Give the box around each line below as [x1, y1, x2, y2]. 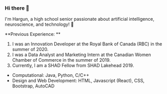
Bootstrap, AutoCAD [12, 83, 55, 89]
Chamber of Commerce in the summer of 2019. [12, 57, 111, 63]
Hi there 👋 [5, 5, 30, 12]
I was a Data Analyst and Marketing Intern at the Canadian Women [12, 52, 151, 58]
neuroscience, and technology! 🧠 [5, 21, 74, 27]
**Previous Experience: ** [5, 31, 61, 37]
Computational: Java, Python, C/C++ [12, 72, 89, 78]
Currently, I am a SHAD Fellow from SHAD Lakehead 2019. [12, 63, 134, 69]
